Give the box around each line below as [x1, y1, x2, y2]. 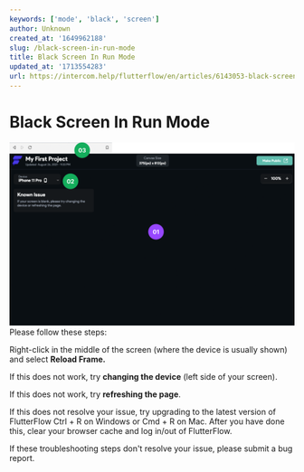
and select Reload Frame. [9, 354, 106, 364]
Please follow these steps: [9, 326, 107, 337]
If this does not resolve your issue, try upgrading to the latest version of [9, 406, 276, 417]
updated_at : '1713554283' [9, 62, 107, 71]
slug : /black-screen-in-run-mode [9, 43, 136, 52]
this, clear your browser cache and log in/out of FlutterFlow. [9, 425, 233, 436]
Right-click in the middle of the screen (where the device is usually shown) [9, 344, 288, 354]
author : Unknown [9, 24, 71, 33]
